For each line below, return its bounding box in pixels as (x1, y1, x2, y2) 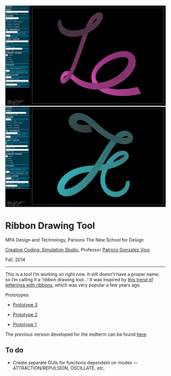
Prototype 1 (12, 321, 37, 327)
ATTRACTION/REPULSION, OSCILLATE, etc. (12, 365, 105, 371)
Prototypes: (5, 292, 30, 298)
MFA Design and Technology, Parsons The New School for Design (5, 237, 144, 243)
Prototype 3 (12, 301, 38, 308)
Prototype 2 (12, 311, 38, 317)
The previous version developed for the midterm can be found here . (5, 331, 148, 337)
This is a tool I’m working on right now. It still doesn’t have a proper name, (5, 271, 160, 277)
